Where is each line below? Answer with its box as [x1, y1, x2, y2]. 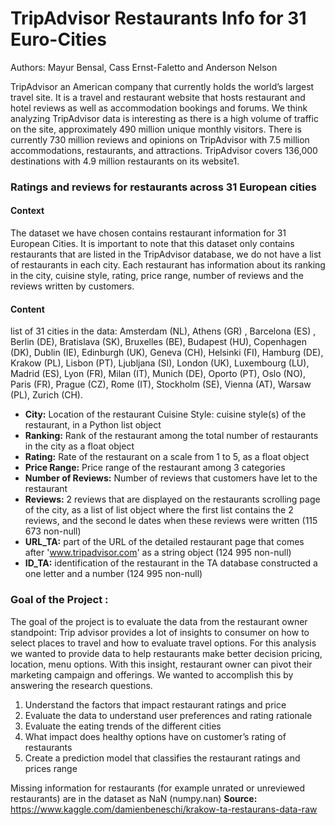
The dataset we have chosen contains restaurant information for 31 [10, 227, 287, 239]
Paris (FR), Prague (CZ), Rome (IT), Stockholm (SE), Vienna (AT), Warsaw [10, 378, 312, 391]
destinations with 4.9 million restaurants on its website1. [10, 155, 240, 167]
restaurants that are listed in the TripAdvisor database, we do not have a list [10, 248, 322, 261]
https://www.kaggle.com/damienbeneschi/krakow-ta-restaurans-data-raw [10, 803, 318, 815]
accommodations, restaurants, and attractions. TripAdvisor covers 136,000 [10, 144, 318, 156]
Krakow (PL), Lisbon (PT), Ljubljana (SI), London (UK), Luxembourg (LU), [10, 357, 310, 369]
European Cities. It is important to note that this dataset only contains [10, 238, 295, 250]
